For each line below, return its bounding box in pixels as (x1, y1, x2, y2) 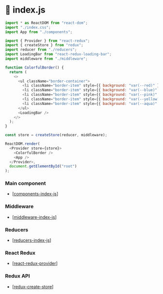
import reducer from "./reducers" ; (5, 47, 77, 52)
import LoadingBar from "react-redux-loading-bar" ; (5, 52, 112, 57)
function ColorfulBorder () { (5, 65, 64, 70)
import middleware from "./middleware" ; (5, 56, 88, 61)
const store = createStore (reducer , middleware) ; (5, 133, 108, 138)
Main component (5, 180, 46, 187)
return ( (9, 69, 27, 74)
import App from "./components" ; (5, 29, 73, 35)
